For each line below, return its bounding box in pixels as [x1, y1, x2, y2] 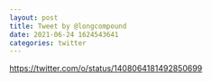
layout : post [9, 13, 59, 23]
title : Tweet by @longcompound [9, 22, 127, 31]
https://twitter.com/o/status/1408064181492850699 [9, 63, 203, 74]
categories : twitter [9, 38, 88, 48]
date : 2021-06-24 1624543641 [9, 30, 119, 39]
